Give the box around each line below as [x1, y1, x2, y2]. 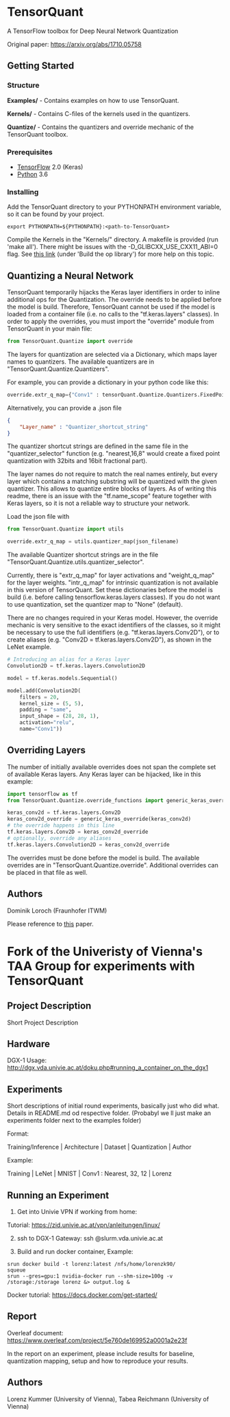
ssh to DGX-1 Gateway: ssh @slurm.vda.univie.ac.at [16, 1234, 163, 1242]
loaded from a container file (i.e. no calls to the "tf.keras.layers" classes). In [7, 310, 219, 318]
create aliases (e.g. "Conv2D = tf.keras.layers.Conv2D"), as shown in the [7, 635, 212, 644]
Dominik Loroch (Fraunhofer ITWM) [7, 906, 107, 915]
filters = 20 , [19, 694, 60, 701]
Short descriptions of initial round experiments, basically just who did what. [7, 1102, 220, 1110]
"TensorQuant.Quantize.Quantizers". [7, 364, 110, 373]
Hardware [7, 1038, 50, 1050]
